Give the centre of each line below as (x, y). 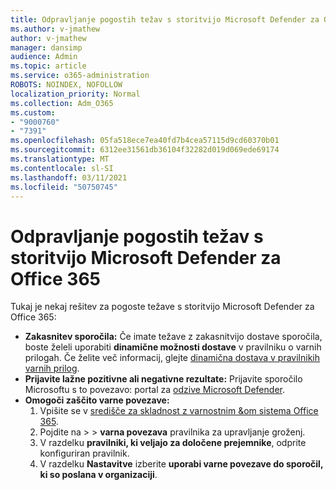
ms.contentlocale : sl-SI (62, 168)
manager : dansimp (46, 47)
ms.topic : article (48, 66)
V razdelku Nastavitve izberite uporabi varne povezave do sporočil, (181, 464)
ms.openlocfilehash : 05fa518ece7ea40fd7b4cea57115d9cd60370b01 (145, 141)
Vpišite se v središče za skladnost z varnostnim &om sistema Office (179, 411)
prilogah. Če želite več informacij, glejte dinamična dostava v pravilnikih (172, 358)
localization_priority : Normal (75, 94)
